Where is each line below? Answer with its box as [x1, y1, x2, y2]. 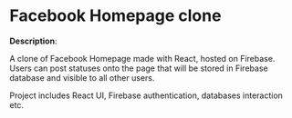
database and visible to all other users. [9, 72, 155, 83]
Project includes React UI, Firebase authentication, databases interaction [9, 90, 283, 101]
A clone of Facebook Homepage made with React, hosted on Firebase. [9, 53, 276, 64]
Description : [9, 35, 57, 46]
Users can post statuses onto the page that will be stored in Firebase [9, 63, 268, 74]
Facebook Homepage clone [9, 5, 222, 26]
